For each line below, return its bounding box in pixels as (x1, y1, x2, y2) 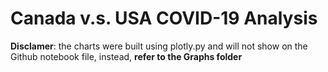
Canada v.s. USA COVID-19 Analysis (10, 7, 318, 30)
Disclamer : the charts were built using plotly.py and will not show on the (10, 40, 308, 52)
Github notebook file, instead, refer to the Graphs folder (10, 50, 243, 62)
